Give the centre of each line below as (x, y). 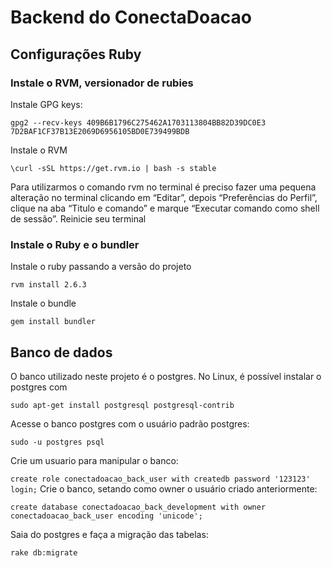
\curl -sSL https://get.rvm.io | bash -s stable (113, 168)
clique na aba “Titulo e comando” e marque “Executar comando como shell (165, 208)
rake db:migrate (44, 552)
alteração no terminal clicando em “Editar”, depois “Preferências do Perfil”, (164, 197)
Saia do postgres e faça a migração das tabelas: (109, 534)
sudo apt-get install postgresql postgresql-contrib (122, 405)
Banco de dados (61, 352)
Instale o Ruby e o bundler (75, 244)
